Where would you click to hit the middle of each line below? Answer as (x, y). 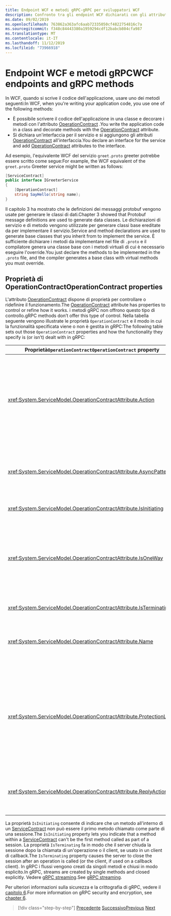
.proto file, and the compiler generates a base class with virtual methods (82, 257)
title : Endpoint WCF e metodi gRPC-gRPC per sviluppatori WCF (73, 10)
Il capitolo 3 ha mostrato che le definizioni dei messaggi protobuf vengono (83, 209)
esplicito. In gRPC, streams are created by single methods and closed (78, 872)
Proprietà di (24, 279)
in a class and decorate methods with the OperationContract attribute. (86, 129)
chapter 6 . (16, 898)
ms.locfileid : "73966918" (33, 48)
